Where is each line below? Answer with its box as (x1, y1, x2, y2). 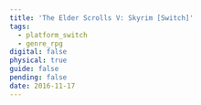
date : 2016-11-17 (9, 81, 76, 90)
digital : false (9, 47, 68, 57)
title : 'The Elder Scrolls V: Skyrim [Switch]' (9, 13, 195, 23)
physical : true (9, 56, 68, 65)
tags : (9, 22, 30, 31)
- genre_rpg (17, 38, 64, 48)
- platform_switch (17, 30, 89, 39)
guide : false (9, 65, 59, 74)
